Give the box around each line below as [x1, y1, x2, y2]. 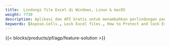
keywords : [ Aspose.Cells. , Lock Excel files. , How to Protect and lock [5, 21, 159, 26]
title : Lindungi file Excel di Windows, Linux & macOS [5, 7, 125, 12]
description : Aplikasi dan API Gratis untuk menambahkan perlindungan [5, 16, 157, 21]
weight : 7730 [5, 12, 33, 17]
